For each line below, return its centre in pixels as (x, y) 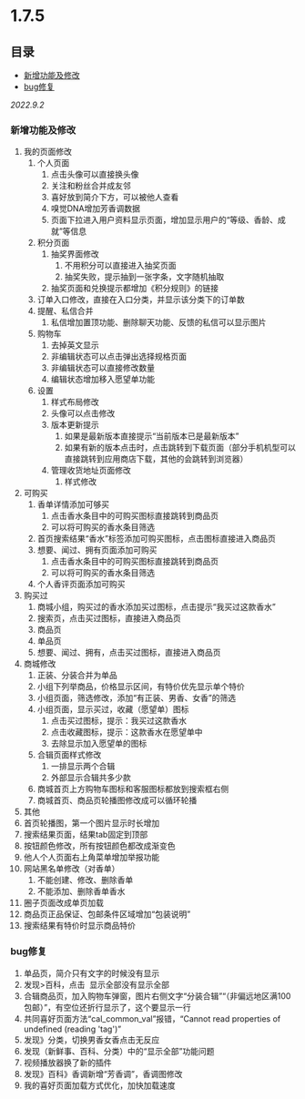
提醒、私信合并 (65, 311)
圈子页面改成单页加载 (63, 903)
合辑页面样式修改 (69, 755)
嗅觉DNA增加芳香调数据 (95, 209)
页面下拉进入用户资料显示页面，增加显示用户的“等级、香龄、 (164, 220)
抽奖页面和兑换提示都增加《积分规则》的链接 (135, 289)
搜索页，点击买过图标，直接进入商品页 (109, 618)
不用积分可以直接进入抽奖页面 (120, 266)
